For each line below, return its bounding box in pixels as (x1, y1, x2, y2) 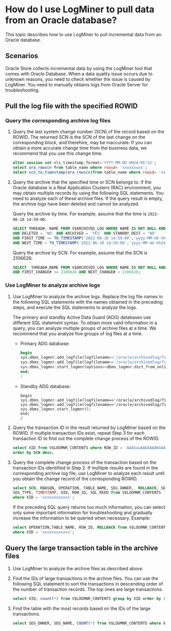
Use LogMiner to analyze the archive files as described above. (12, 565, 144, 571)
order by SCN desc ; (12, 450, 54, 455)
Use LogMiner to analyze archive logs (5, 282, 100, 289)
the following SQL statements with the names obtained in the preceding (12, 299, 163, 305)
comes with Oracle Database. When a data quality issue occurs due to (5, 71, 153, 77)
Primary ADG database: (20, 340, 70, 346)
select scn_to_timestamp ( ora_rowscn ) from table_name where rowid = (12, 170, 157, 175)
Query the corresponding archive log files (5, 117, 111, 124)
